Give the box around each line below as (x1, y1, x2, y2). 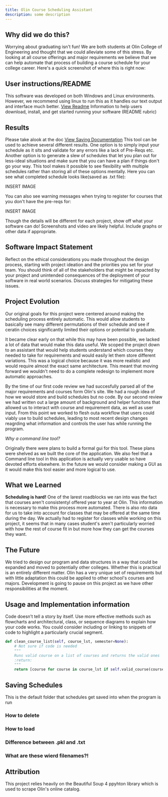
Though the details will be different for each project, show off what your (5, 218, 153, 224)
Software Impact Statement (5, 243, 93, 252)
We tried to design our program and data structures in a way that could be (5, 559, 158, 565)
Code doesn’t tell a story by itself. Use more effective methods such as (5, 613, 151, 619)
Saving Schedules (5, 681, 63, 689)
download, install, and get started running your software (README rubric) (5, 109, 157, 115)
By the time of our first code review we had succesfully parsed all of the (5, 383, 154, 389)
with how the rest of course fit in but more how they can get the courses (5, 526, 154, 532)
